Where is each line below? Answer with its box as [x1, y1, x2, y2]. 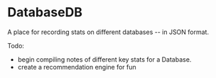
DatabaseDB [7, 4, 83, 21]
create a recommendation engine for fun [17, 62, 136, 71]
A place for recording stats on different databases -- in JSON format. [7, 28, 210, 36]
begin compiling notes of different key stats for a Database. [17, 55, 192, 64]
